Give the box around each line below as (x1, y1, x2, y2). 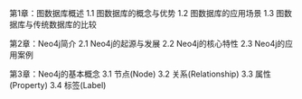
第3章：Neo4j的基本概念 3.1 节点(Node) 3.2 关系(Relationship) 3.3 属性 (9, 68, 271, 79)
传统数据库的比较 (33, 19, 97, 30)
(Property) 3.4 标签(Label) (9, 80, 107, 90)
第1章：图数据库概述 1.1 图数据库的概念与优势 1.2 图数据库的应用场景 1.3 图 (9, 8, 285, 18)
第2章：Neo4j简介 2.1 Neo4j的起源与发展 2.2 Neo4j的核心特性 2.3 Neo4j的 (9, 39, 286, 49)
